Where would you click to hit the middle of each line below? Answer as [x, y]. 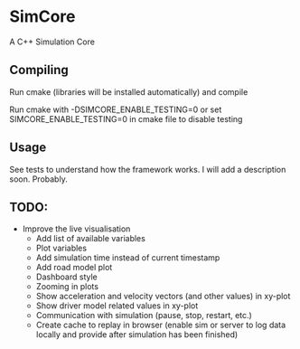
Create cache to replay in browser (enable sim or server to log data [161, 325]
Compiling [39, 70]
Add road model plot [74, 268]
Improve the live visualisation [76, 229]
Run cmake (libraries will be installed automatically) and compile [129, 91]
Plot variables [61, 248]
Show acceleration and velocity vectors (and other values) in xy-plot [163, 297]
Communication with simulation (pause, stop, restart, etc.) [144, 316]
